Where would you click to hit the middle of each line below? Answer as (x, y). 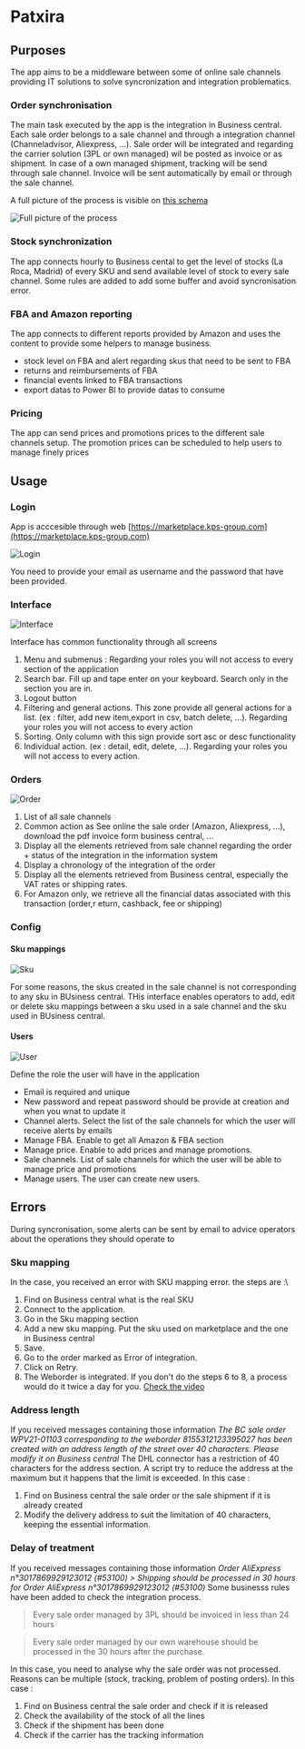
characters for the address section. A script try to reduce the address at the (152, 1468)
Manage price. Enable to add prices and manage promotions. (138, 1150)
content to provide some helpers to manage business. (111, 343)
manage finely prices (50, 452)
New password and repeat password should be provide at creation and (156, 1102)
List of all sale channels (67, 817)
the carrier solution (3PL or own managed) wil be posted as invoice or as (146, 154)
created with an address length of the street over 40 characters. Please (145, 1449)
